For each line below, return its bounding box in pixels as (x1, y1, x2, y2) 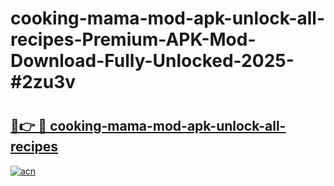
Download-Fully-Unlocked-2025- (10, 50, 295, 72)
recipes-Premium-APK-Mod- (10, 28, 257, 51)
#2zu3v (10, 71, 77, 94)
